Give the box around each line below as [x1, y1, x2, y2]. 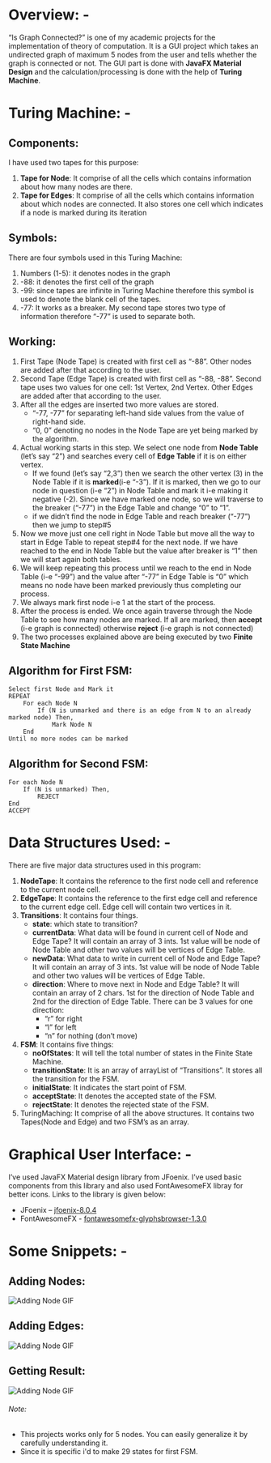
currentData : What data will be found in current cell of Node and [32, 928, 248, 937]
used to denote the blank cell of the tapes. [19, 294, 162, 304]
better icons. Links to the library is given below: [8, 1189, 167, 1200]
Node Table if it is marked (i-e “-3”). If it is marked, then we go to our [32, 476, 261, 487]
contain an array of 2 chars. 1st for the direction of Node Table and [32, 988, 255, 998]
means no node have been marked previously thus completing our [19, 580, 242, 590]
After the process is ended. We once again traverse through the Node [19, 606, 253, 616]
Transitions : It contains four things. [19, 911, 139, 920]
